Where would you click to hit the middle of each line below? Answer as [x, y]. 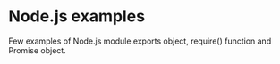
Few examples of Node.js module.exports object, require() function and [140, 41]
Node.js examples [76, 16]
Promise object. [37, 50]
